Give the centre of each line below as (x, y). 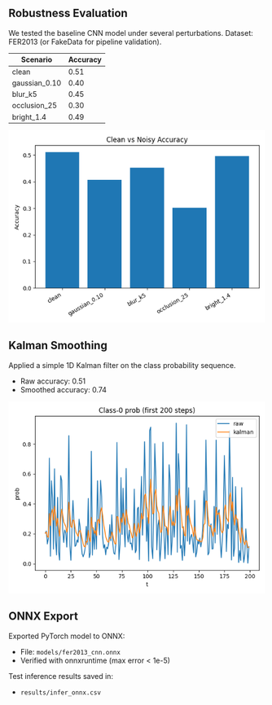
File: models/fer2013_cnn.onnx (70, 651)
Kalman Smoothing (58, 346)
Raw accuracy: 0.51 (53, 381)
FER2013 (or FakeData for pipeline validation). (85, 42)
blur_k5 (25, 94)
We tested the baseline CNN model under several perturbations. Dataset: (131, 33)
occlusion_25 (35, 106)
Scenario (37, 59)
